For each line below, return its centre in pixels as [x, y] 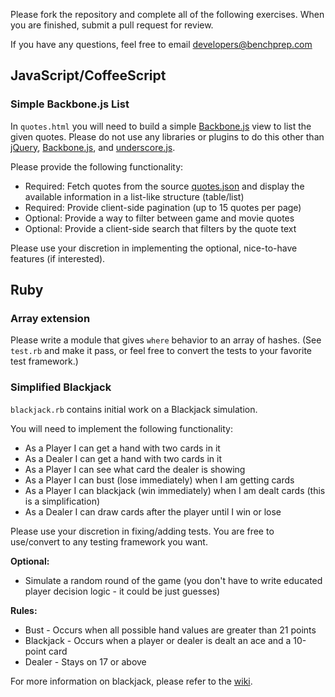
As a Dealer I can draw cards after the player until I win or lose [153, 511]
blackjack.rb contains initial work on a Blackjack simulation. [134, 409]
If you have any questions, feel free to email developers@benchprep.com [161, 44]
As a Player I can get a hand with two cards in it [122, 448]
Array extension [50, 318]
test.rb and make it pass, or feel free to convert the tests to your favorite [161, 351]
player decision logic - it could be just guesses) [122, 591]
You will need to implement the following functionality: [121, 428]
